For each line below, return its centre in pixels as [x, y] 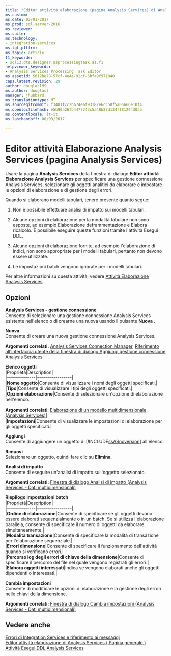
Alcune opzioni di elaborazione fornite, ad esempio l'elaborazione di [84, 246]
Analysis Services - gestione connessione [51, 310]
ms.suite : [16, 34]
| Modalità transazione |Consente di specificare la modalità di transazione [82, 535]
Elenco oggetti [21, 366]
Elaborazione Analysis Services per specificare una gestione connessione [84, 179]
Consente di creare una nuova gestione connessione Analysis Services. [80, 336]
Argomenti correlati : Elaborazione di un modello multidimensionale [76, 410]
